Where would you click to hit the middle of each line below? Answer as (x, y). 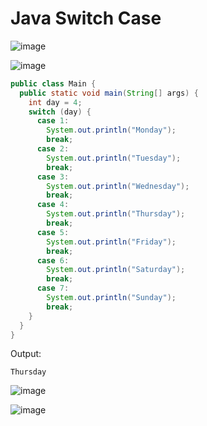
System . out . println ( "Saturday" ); (116, 270)
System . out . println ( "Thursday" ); (116, 214)
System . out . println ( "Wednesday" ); (118, 186)
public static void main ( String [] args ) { (109, 93)
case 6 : (53, 260)
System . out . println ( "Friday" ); (111, 242)
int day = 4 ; (55, 102)
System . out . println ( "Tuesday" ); (114, 158)
